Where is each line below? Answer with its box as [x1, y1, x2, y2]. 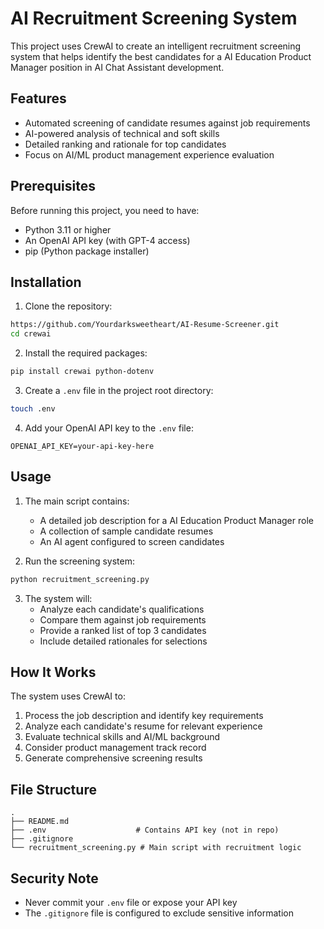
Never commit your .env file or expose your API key [24, 897, 238, 908]
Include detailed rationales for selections [39, 635, 208, 647]
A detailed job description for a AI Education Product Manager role [39, 514, 314, 526]
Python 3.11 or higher [24, 223, 112, 236]
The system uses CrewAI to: [10, 690, 126, 702]
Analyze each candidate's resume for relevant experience [24, 720, 263, 732]
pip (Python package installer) [24, 245, 150, 257]
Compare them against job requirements [39, 613, 207, 626]
